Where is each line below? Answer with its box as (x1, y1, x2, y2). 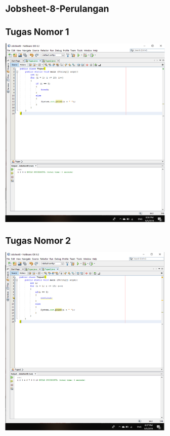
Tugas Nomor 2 (5, 235, 71, 246)
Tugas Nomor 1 (5, 26, 69, 38)
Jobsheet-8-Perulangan (5, 3, 109, 15)
